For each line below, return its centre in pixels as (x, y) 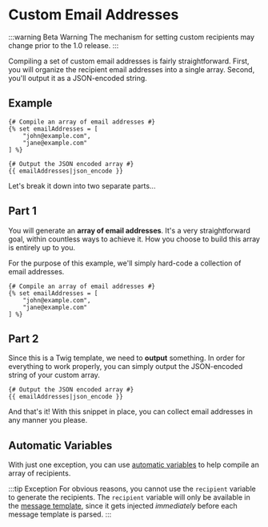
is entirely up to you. (42, 247)
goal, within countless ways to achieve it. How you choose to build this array (134, 239)
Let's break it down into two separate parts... (82, 185)
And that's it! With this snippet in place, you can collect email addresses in (131, 411)
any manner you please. (48, 420)
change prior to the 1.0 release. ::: (64, 45)
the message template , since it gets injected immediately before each (123, 506)
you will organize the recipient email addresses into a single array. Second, (132, 69)
